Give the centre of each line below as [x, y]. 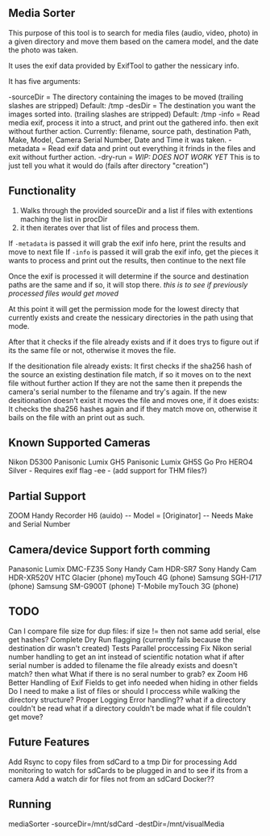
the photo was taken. [43, 50]
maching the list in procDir [64, 219]
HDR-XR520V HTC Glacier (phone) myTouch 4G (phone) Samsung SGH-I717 [135, 578]
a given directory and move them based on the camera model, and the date [134, 41]
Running [30, 804]
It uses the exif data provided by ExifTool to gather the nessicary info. [124, 65]
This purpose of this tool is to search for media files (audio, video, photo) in [133, 32]
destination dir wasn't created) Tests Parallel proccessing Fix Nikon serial [130, 648]
